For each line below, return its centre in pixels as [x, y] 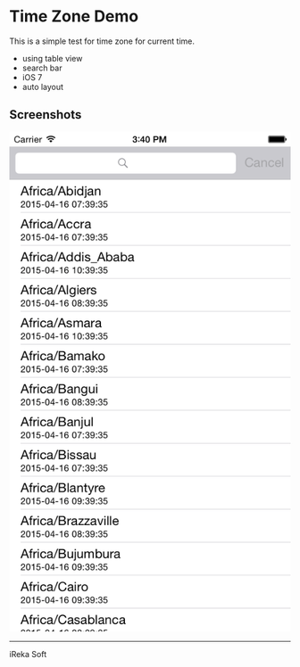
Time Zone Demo [74, 16]
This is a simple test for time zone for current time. [102, 41]
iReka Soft [28, 655]
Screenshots [46, 115]
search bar [42, 68]
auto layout [43, 86]
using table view [52, 58]
